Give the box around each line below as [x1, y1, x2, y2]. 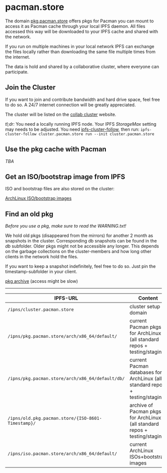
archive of [129, 402, 153, 409]
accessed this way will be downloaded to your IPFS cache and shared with [5, 28, 158, 34]
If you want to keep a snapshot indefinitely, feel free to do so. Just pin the [5, 263, 156, 269]
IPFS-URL [54, 295, 79, 302]
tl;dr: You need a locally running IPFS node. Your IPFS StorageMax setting [5, 121, 157, 127]
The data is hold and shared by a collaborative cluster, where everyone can [5, 64, 159, 70]
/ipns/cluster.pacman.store [7, 307, 74, 313]
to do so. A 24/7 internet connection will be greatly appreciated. [5, 101, 136, 108]
